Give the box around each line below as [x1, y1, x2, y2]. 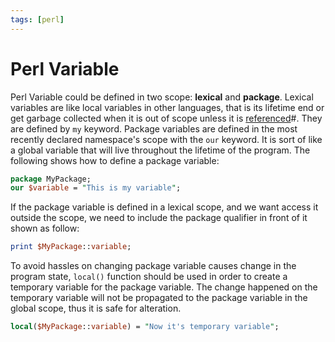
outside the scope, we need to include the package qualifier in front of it [10, 212, 308, 224]
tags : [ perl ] [10, 14, 65, 25]
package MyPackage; [10, 174, 92, 184]
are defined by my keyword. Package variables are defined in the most [10, 122, 298, 135]
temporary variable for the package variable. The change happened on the [10, 281, 318, 293]
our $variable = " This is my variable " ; [10, 183, 182, 193]
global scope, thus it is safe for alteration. [10, 302, 182, 315]
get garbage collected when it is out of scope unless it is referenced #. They [10, 112, 323, 124]
